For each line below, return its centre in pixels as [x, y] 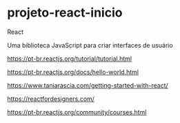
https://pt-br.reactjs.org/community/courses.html [77, 112]
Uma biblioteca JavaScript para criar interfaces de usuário [90, 45]
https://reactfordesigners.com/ [51, 99]
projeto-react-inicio [65, 13]
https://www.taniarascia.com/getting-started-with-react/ [88, 85]
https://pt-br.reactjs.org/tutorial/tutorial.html [70, 58]
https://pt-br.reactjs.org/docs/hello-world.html [73, 72]
